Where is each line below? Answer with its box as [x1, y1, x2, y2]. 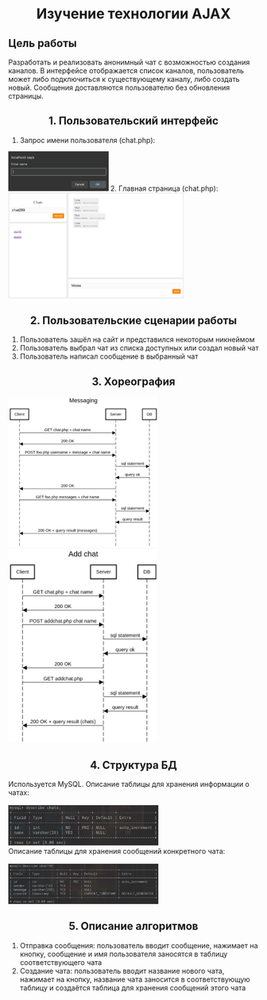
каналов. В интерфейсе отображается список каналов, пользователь [8, 66, 245, 76]
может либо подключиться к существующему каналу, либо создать [8, 75, 240, 83]
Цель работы [8, 37, 77, 50]
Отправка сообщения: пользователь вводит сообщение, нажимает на [19, 940, 258, 950]
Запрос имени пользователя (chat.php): [19, 135, 156, 145]
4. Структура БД [90, 758, 177, 772]
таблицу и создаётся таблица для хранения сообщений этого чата [19, 983, 246, 992]
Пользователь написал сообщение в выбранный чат [19, 351, 199, 362]
